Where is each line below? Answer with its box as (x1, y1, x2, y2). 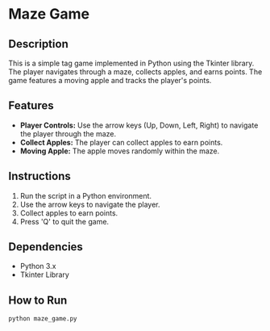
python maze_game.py (8, 315, 78, 323)
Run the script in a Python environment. (19, 191, 152, 200)
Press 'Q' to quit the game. (19, 216, 110, 226)
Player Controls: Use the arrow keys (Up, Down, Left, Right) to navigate (19, 120, 259, 130)
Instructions (8, 170, 71, 183)
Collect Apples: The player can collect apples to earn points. (19, 137, 223, 147)
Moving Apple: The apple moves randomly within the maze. (19, 146, 220, 156)
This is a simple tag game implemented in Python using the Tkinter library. (8, 58, 255, 68)
